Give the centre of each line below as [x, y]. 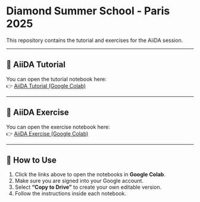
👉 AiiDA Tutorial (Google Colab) [46, 85]
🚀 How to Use [31, 160]
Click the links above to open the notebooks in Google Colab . [90, 175]
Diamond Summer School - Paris [88, 11]
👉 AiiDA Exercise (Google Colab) [47, 133]
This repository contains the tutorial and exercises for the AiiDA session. [95, 40]
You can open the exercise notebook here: [58, 127]
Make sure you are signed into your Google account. [79, 181]
